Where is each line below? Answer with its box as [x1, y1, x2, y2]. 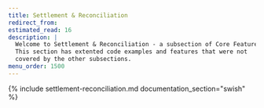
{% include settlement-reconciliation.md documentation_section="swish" [8, 84, 246, 93]
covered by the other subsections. [15, 56, 132, 63]
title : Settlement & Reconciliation [8, 11, 128, 20]
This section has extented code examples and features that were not [15, 48, 247, 56]
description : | [8, 33, 58, 41]
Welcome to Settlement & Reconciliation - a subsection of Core [15, 41, 230, 49]
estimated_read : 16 [8, 26, 72, 34]
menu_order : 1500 [8, 63, 65, 70]
